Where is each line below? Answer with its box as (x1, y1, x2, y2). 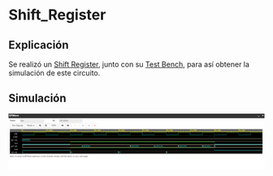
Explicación (8, 38, 69, 52)
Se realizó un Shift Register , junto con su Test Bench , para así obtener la (8, 59, 250, 69)
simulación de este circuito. (8, 68, 101, 78)
